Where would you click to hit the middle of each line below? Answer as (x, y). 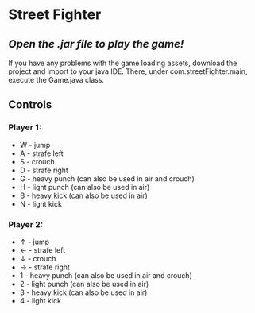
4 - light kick (41, 300)
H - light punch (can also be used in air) (85, 187)
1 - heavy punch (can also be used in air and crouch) (106, 275)
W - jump (35, 145)
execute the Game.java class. (56, 80)
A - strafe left (41, 153)
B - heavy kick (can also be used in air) (84, 195)
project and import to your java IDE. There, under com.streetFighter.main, (128, 71)
